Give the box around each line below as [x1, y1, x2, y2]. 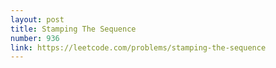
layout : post [10, 14, 65, 25]
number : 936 [10, 33, 60, 43]
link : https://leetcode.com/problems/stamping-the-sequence [10, 42, 267, 53]
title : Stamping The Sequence [10, 24, 137, 34]
